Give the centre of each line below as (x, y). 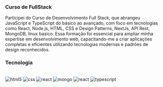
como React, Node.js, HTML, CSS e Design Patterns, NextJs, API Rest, (78, 28)
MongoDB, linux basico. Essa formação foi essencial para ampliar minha (79, 34)
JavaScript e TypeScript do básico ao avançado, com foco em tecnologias (81, 23)
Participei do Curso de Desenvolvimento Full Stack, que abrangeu (73, 18)
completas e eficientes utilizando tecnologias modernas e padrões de (77, 44)
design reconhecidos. (27, 50)
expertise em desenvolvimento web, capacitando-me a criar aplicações (79, 39)
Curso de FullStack (29, 7)
